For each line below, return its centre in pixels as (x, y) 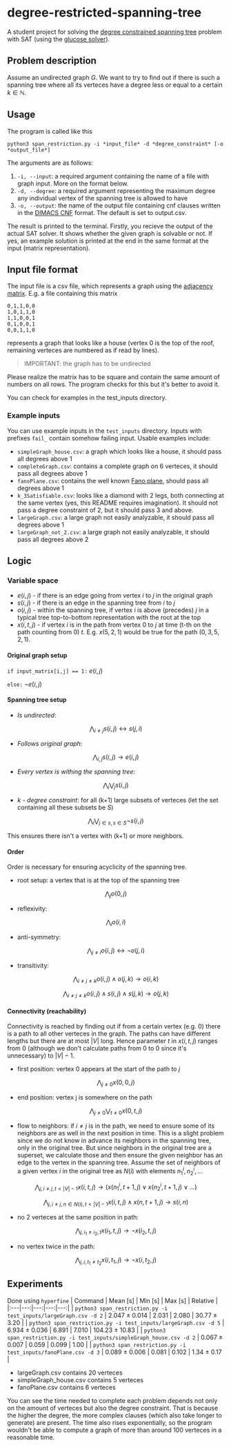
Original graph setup (37, 655)
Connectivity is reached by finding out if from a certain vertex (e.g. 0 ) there (114, 1026)
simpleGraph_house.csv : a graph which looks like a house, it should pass (119, 451)
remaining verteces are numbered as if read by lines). (83, 350)
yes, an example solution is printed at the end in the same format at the (108, 241)
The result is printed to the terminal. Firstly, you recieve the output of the (110, 226)
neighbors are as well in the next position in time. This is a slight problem (120, 1133)
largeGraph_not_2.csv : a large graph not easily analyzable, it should (113, 532)
